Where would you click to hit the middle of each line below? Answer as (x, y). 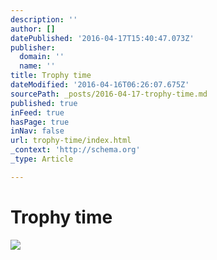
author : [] (33, 29)
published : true (44, 103)
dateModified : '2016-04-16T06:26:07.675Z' (100, 85)
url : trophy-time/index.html (71, 141)
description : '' (44, 19)
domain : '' (42, 57)
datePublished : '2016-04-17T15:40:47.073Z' (102, 38)
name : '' (37, 66)
